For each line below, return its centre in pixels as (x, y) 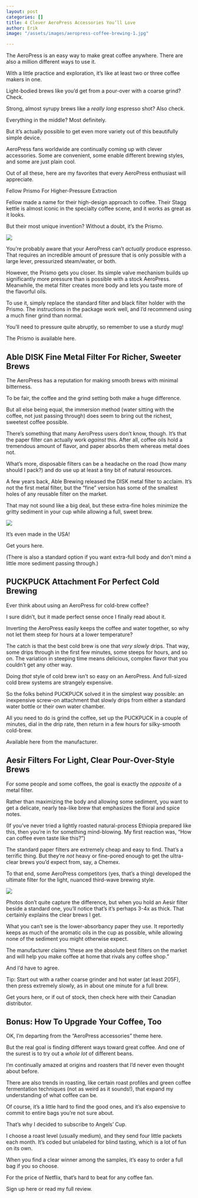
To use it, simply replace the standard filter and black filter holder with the (96, 303)
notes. (14, 814)
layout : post (22, 12)
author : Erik (22, 28)
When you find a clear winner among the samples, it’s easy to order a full (95, 1160)
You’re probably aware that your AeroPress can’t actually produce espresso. (99, 249)
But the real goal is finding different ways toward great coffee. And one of (95, 1048)
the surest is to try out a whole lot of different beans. (70, 1053)
